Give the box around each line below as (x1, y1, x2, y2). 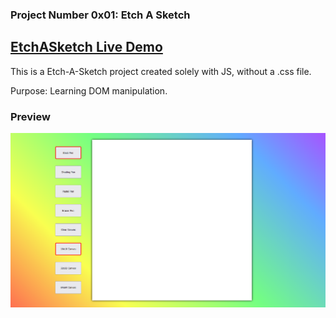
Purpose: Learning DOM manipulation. (10, 84, 168, 97)
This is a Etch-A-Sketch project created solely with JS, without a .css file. (10, 65, 312, 77)
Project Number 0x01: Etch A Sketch (10, 8, 191, 22)
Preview (10, 109, 51, 123)
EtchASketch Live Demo (10, 39, 163, 56)
